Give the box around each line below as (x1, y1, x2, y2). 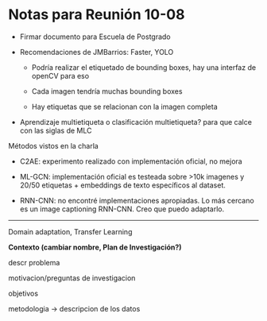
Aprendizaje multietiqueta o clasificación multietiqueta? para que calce (19, 117, 253, 126)
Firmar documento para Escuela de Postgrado (19, 32, 171, 41)
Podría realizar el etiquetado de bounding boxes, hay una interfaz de (31, 62, 257, 72)
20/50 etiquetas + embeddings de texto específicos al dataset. (19, 180, 226, 190)
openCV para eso (31, 71, 90, 80)
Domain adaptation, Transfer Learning (8, 226, 133, 236)
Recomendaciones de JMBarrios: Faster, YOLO (19, 47, 174, 56)
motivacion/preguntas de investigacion (8, 273, 136, 283)
